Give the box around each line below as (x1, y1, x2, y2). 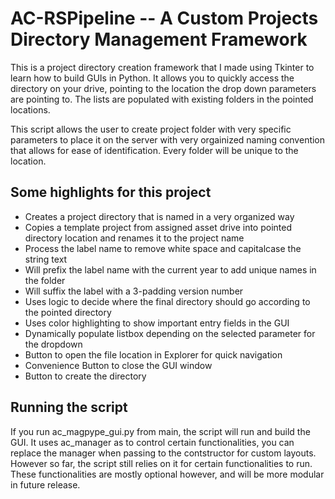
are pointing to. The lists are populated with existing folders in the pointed (10, 93, 314, 105)
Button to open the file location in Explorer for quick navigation (24, 348, 283, 361)
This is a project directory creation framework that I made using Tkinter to (10, 61, 315, 73)
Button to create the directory (24, 370, 147, 382)
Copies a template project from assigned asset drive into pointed (24, 221, 292, 233)
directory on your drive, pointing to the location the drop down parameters (10, 82, 317, 94)
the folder (24, 274, 66, 286)
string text (24, 253, 68, 265)
